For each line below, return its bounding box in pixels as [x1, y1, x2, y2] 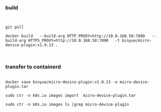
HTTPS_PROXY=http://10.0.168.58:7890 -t [28, 38, 120, 43]
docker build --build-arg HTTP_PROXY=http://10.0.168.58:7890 [5, 34, 145, 39]
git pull [5, 25, 24, 30]
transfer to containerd [5, 63, 61, 71]
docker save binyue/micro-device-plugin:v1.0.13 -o [5, 79, 118, 84]
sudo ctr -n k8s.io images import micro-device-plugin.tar [5, 93, 136, 98]
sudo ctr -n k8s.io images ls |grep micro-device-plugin [5, 102, 129, 107]
